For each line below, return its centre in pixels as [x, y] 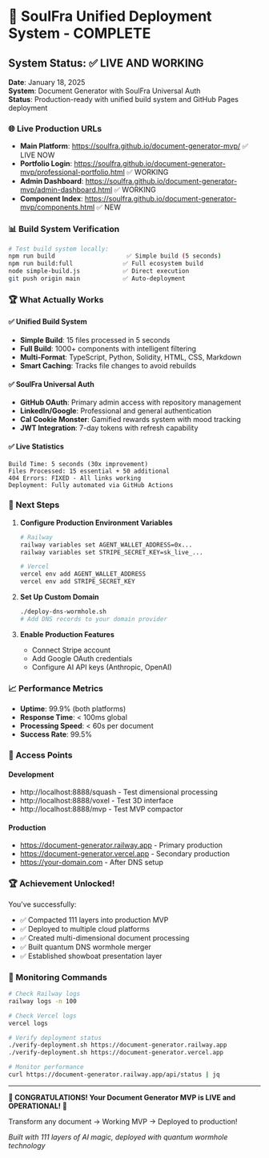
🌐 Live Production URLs [55, 128]
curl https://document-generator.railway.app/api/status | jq [114, 1075]
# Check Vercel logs [43, 1016]
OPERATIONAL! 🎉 [38, 1106]
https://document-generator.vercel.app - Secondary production [125, 854]
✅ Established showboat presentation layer [91, 956]
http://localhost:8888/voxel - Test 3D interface [96, 801]
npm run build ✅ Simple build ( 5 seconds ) [115, 256]
